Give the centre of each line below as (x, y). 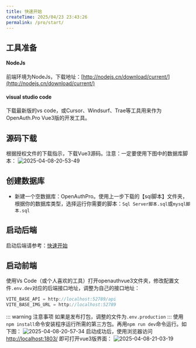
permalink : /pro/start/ (35, 22)
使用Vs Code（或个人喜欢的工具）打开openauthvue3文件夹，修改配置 (90, 281)
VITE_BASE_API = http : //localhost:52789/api (61, 299)
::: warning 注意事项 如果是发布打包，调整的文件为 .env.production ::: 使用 (95, 317)
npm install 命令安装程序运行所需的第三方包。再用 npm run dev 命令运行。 (94, 324)
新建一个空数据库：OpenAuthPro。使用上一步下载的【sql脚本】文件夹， (101, 196)
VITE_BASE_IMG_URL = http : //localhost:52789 (61, 305)
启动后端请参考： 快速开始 (37, 245)
